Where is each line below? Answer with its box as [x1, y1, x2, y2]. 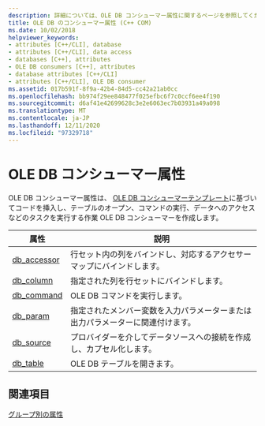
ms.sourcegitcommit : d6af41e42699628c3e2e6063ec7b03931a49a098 [8, 99, 221, 107]
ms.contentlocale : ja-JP [8, 114, 90, 122]
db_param [12, 310, 50, 321]
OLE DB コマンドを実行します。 [69, 290, 187, 301]
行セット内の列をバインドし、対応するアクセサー [69, 248, 252, 260]
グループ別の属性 [8, 409, 64, 419]
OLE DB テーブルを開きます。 [69, 358, 179, 369]
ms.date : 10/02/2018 [8, 26, 77, 34]
